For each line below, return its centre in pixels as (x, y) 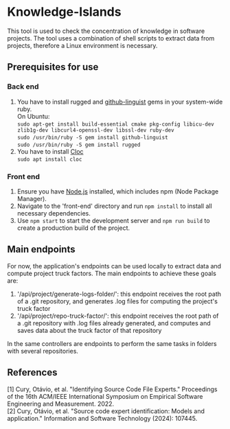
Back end (23, 86)
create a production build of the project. (73, 228)
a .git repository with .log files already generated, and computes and (114, 323)
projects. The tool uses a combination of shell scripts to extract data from (111, 38)
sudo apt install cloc (49, 159)
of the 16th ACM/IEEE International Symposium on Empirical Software (105, 396)
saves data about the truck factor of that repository (89, 330)
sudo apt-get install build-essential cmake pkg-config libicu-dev (115, 124)
